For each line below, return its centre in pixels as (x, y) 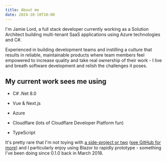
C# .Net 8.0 (24, 93)
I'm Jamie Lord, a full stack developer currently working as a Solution (77, 29)
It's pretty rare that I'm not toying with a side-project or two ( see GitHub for (83, 142)
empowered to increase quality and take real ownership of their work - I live (83, 60)
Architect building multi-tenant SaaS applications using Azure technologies (83, 34)
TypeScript (24, 133)
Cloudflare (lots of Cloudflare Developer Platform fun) (68, 123)
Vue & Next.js (27, 103)
